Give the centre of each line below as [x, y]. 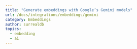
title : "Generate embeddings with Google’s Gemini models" [69, 10]
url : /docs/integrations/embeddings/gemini [52, 15]
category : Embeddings [28, 19]
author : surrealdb [25, 24]
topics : [13, 29]
